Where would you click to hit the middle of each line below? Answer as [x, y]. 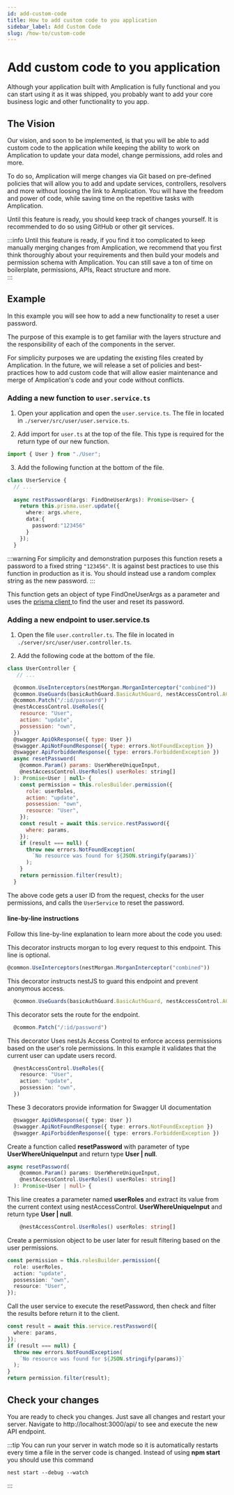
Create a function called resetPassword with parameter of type [99, 1147]
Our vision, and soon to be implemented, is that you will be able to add [108, 140]
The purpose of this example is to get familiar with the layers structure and [114, 337]
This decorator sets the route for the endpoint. [74, 1014]
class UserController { [42, 668]
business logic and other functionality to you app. [78, 102]
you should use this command [50, 1459]
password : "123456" [59, 526]
